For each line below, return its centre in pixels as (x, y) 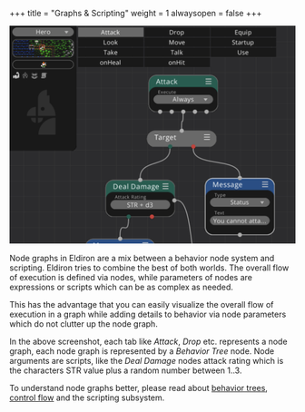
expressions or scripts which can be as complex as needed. (122, 287)
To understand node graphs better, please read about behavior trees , (138, 387)
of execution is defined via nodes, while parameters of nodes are (131, 277)
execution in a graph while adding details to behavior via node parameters (148, 314)
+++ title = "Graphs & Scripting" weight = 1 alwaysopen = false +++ (136, 13)
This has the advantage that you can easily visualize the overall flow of (142, 304)
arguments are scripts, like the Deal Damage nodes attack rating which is (147, 360)
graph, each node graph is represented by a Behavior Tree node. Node (142, 351)
